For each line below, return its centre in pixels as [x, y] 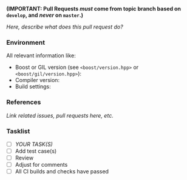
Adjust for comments [41, 165]
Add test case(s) [36, 151]
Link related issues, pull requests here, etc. [60, 115]
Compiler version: [37, 80]
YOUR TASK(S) [34, 144]
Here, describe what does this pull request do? [65, 27]
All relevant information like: [41, 56]
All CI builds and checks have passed [62, 172]
